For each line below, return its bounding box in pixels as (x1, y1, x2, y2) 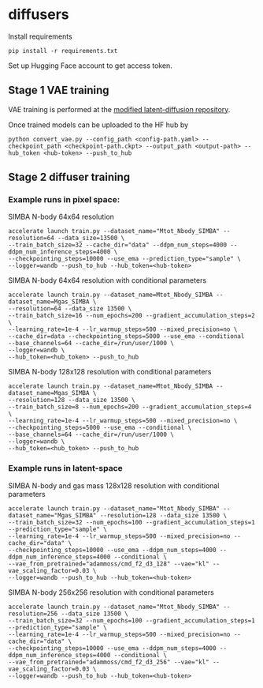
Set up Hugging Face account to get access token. (8, 61, 173, 70)
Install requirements (8, 32, 72, 41)
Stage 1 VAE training (8, 84, 109, 97)
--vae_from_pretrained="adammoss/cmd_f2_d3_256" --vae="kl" (8, 658, 210, 666)
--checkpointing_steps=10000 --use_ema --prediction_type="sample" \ (8, 255, 242, 263)
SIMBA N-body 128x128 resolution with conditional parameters (8, 367, 212, 377)
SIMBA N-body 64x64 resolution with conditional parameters (8, 276, 207, 285)
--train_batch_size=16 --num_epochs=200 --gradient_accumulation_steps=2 (8, 312, 256, 320)
